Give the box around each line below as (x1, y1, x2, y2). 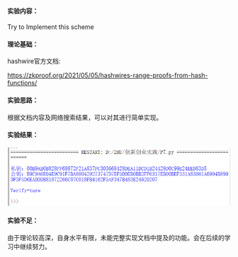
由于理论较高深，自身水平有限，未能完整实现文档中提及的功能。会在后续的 (7, 233, 225, 241)
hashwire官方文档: (7, 57, 61, 65)
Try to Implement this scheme (7, 23, 94, 31)
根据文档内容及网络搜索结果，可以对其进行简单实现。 (7, 113, 163, 121)
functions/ (7, 79, 38, 87)
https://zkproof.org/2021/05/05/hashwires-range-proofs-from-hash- (7, 71, 208, 80)
